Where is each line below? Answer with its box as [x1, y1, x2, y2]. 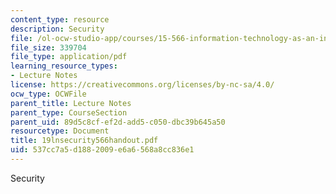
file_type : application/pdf [10, 52, 128, 62]
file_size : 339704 [10, 42, 87, 53]
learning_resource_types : [10, 61, 118, 71]
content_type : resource [10, 14, 110, 25]
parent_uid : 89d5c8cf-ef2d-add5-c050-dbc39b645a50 [10, 117, 226, 127]
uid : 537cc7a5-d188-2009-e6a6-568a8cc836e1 [10, 145, 195, 155]
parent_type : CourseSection [10, 107, 128, 118]
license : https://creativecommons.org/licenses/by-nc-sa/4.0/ [10, 80, 275, 90]
